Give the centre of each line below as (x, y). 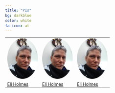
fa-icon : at (17, 26)
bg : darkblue (18, 15)
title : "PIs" (18, 10)
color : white (18, 20)
